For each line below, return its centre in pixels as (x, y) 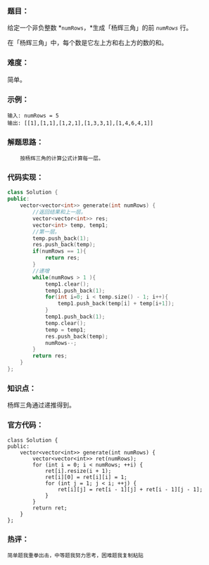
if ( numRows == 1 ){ (59, 251)
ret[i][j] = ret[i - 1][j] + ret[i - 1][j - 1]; (130, 489)
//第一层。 (46, 231)
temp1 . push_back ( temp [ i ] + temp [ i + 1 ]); (116, 304)
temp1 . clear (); (67, 284)
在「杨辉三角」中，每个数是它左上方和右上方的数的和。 (87, 43)
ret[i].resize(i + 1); (78, 471)
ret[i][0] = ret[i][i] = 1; (86, 477)
